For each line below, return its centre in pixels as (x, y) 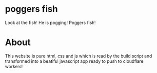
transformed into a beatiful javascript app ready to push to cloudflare (74, 61)
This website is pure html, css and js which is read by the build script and (78, 56)
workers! (14, 66)
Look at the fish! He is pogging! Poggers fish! (50, 23)
